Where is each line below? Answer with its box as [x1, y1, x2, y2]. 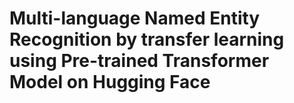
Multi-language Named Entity [9, 7, 261, 30]
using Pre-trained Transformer [9, 50, 270, 72]
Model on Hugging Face [9, 71, 211, 94]
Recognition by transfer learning [9, 28, 285, 51]
